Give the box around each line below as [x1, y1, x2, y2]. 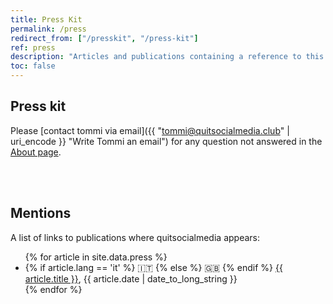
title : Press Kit [10, 14, 83, 25]
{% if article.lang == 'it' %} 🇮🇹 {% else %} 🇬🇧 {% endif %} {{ [24, 261, 283, 273]
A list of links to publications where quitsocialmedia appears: [10, 231, 260, 243]
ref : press [10, 42, 56, 53]
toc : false [10, 61, 56, 71]
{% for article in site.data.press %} [24, 251, 168, 263]
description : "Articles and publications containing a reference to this [10, 52, 325, 62]
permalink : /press [10, 24, 87, 34]
